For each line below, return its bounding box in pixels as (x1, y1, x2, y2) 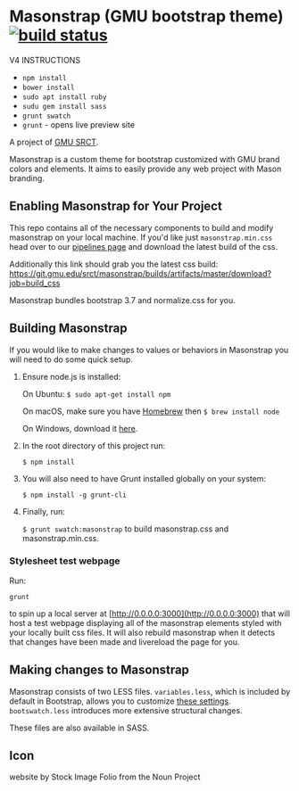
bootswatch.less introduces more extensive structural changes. (9, 704, 243, 715)
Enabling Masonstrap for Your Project (9, 199, 223, 214)
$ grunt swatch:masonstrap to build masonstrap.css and (21, 523, 229, 534)
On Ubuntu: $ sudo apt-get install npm (21, 388, 171, 399)
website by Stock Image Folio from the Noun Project (9, 771, 201, 782)
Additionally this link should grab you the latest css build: (9, 259, 219, 269)
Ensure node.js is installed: (21, 371, 121, 382)
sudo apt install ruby (21, 92, 107, 102)
